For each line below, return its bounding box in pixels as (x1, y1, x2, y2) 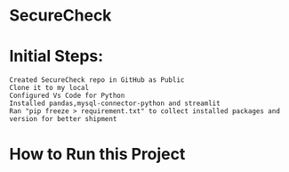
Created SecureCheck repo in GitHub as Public (9, 76, 185, 85)
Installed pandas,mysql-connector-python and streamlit (9, 99, 221, 108)
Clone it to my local (9, 84, 90, 93)
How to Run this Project (9, 144, 186, 165)
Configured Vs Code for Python (9, 91, 125, 101)
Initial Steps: (9, 46, 104, 67)
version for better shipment (9, 115, 117, 124)
